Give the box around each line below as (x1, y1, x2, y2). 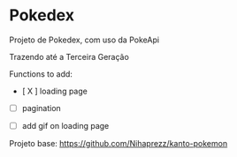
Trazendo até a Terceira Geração (9, 51, 130, 62)
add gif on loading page (21, 121, 110, 131)
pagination (21, 102, 62, 113)
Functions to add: (9, 68, 73, 79)
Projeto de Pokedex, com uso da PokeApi (9, 34, 160, 45)
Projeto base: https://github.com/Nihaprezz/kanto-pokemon (9, 138, 228, 149)
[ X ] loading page (21, 86, 88, 96)
